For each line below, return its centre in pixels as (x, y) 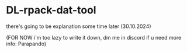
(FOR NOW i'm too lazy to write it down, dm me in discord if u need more (94, 37)
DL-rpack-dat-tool (51, 10)
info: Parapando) (26, 44)
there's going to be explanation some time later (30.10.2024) (79, 26)
